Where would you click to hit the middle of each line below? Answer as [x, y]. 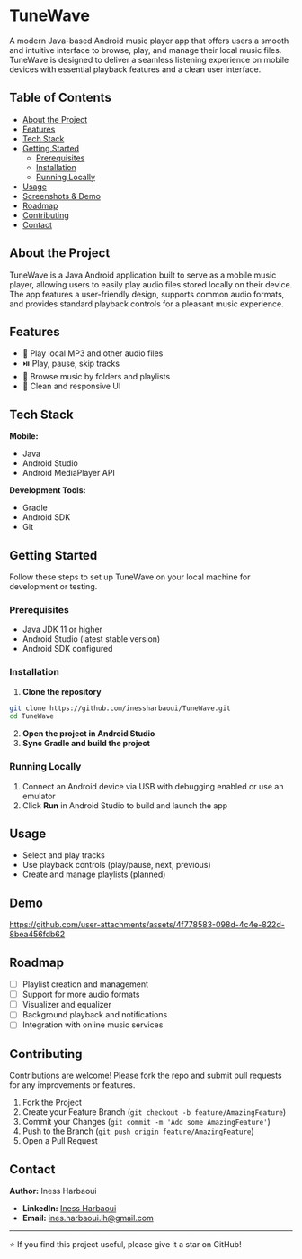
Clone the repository [62, 691]
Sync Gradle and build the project [86, 744]
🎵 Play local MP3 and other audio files [93, 353]
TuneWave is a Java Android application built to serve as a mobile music [143, 275]
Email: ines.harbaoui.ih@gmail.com [88, 1218]
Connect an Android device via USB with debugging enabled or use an [153, 786]
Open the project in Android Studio [89, 734]
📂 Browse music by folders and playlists [96, 377]
